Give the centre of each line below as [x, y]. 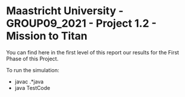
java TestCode [32, 88]
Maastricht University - [65, 11]
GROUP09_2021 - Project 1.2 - [81, 23]
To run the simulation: [33, 70]
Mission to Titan [47, 36]
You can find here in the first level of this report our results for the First [93, 52]
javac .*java [29, 82]
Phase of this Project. [32, 59]
